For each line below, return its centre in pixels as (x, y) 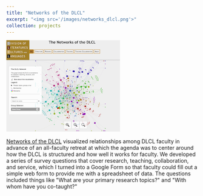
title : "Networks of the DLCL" (46, 13)
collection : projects (34, 25)
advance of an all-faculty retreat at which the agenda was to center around (100, 148)
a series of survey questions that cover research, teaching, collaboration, (98, 161)
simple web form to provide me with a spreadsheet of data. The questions (98, 174)
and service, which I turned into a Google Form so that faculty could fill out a (102, 167)
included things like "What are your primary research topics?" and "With (96, 180)
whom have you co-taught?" (42, 187)
